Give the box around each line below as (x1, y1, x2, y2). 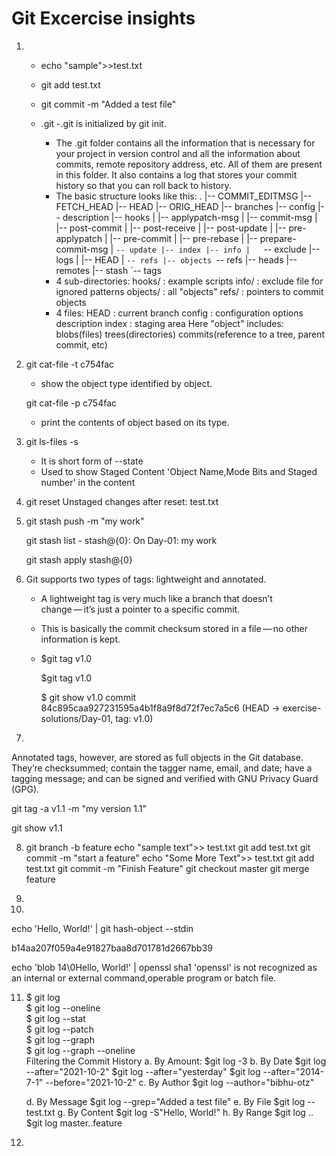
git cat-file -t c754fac (25, 358, 115, 370)
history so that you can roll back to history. (55, 179, 232, 191)
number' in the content (40, 476, 136, 488)
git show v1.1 (11, 822, 63, 834)
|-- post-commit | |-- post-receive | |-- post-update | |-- (55, 222, 287, 234)
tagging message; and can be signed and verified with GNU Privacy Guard (11, 772, 319, 784)
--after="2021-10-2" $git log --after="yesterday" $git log (25, 1065, 261, 1077)
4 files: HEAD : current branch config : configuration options (55, 307, 304, 319)
